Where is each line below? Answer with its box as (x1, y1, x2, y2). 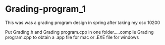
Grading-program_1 (5, 3, 86, 15)
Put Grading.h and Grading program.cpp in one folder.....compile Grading (5, 29, 154, 35)
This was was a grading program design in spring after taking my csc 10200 (5, 20, 160, 25)
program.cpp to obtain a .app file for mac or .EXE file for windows (5, 34, 139, 40)
